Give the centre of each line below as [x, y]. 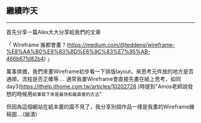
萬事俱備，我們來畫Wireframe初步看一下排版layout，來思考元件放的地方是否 [100, 71]
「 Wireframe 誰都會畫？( [37, 44]
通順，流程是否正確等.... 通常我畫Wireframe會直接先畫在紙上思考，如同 [94, 79]
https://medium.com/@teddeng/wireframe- [122, 44]
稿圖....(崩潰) [22, 114]
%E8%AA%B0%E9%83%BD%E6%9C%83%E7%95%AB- [78, 51]
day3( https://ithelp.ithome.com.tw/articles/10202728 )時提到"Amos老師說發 [100, 86]
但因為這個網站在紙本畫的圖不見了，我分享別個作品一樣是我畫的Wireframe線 [100, 106]
